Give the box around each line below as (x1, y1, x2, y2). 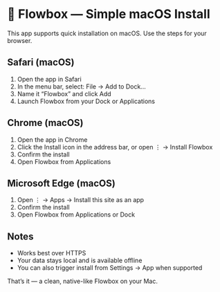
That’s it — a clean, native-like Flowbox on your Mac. (7, 277, 158, 286)
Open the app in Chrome (17, 135, 88, 144)
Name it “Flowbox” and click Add (17, 89, 112, 98)
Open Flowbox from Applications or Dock (17, 210, 136, 219)
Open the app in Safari (17, 75, 82, 83)
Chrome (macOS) (7, 117, 84, 129)
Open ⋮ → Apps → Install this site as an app (17, 196, 144, 204)
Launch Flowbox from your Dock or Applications (17, 97, 156, 105)
